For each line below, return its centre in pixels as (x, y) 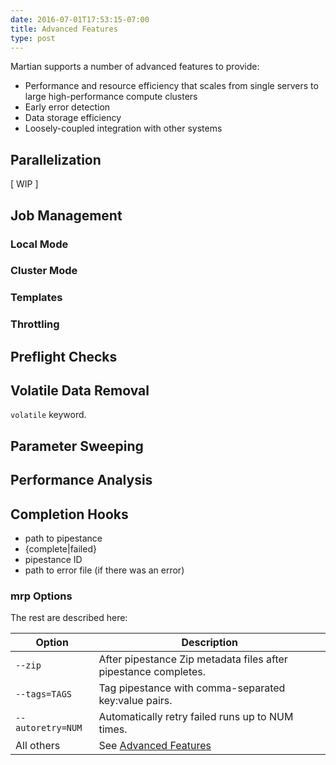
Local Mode (39, 244)
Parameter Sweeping (77, 446)
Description (209, 643)
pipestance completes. (152, 672)
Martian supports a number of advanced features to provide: (135, 67)
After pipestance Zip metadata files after (193, 659)
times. (113, 729)
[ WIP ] (24, 184)
